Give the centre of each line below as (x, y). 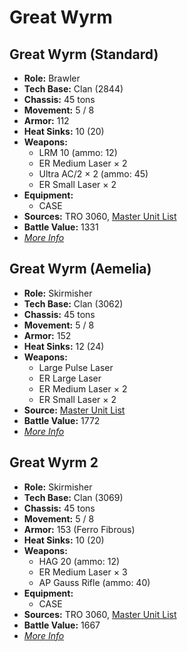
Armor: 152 (47, 335)
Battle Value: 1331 (61, 227)
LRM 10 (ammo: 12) (78, 152)
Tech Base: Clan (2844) (73, 89)
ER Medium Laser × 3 (83, 572)
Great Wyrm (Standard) (84, 54)
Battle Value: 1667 (62, 625)
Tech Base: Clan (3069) (73, 497)
